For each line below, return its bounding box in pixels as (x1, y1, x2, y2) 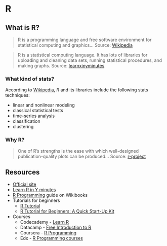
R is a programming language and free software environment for (17, 37, 152, 43)
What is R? (5, 23, 39, 32)
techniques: (5, 92, 30, 98)
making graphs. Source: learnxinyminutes (17, 63, 105, 68)
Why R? (5, 136, 25, 144)
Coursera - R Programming (20, 230, 77, 236)
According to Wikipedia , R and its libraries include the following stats (5, 87, 148, 93)
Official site (12, 181, 36, 188)
